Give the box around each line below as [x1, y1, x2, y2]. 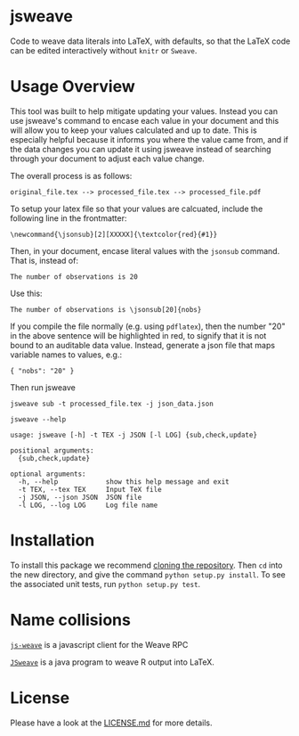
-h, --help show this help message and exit [18, 477, 230, 487]
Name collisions [10, 610, 132, 630]
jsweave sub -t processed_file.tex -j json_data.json [10, 399, 214, 408]
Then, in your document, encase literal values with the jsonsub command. [10, 245, 280, 256]
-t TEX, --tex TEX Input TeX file [18, 485, 163, 494]
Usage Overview [10, 77, 136, 97]
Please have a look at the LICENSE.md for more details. [10, 717, 213, 728]
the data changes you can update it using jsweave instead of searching [10, 143, 271, 154]
